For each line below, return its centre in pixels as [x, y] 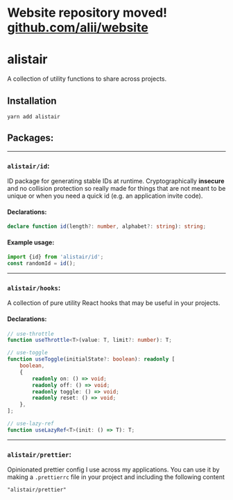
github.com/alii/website [78, 28]
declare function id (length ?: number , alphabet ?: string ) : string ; [107, 227]
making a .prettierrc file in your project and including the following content [116, 477]
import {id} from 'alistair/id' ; [55, 257]
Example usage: [31, 242]
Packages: [31, 138]
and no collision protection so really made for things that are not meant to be [116, 189]
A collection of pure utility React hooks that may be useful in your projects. [114, 303]
